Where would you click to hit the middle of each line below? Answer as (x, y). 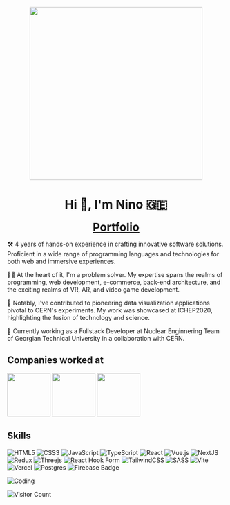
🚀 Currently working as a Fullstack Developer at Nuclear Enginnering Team (113, 331)
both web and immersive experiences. (61, 261)
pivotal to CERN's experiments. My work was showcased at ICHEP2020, (110, 310)
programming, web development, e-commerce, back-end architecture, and (114, 282)
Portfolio (116, 227)
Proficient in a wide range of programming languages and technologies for (113, 254)
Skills (19, 436)
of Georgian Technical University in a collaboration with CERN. (96, 338)
